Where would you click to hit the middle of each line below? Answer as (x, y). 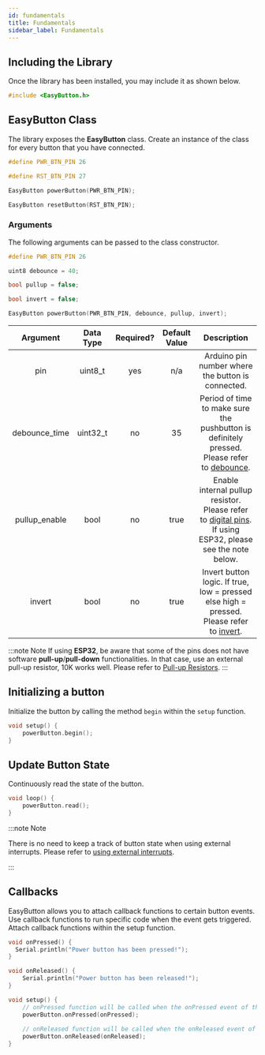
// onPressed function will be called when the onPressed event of (135, 1007)
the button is (226, 376)
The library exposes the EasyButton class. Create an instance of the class (129, 139)
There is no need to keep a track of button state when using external (119, 843)
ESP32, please (226, 540)
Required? (135, 338)
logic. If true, (226, 582)
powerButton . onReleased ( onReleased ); (84, 1037)
